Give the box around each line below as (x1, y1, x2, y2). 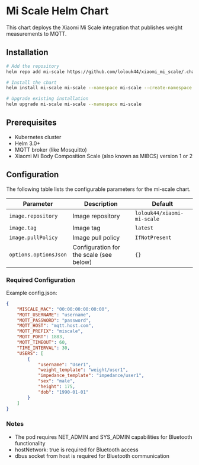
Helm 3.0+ (14, 140, 41, 147)
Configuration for (72, 243, 120, 251)
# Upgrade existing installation (6, 96, 89, 102)
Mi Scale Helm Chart (6, 4, 109, 18)
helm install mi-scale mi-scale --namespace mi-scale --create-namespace (6, 85, 192, 91)
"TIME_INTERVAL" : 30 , (17, 345, 70, 351)
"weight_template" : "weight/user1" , (37, 367, 129, 373)
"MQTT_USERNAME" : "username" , (17, 312, 92, 318)
